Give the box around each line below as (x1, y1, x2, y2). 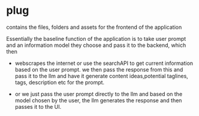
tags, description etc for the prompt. (14, 79, 105, 86)
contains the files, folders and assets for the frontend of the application (6, 23, 182, 31)
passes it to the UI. (14, 103, 62, 110)
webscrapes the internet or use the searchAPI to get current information (14, 60, 194, 67)
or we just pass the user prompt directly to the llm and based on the (14, 90, 183, 97)
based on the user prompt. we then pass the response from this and (14, 66, 183, 73)
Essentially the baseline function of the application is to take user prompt (6, 35, 186, 42)
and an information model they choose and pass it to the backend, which (6, 41, 186, 49)
